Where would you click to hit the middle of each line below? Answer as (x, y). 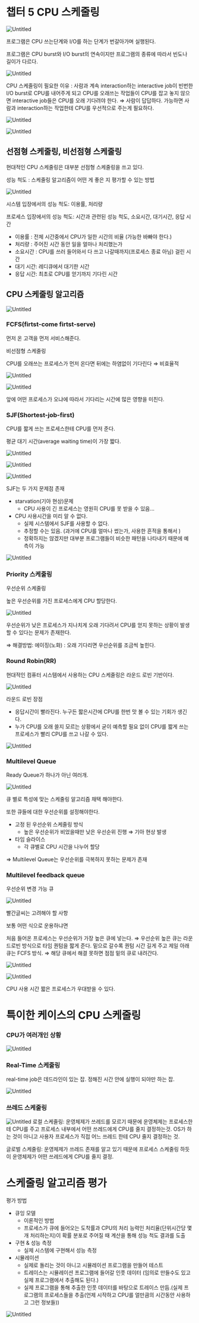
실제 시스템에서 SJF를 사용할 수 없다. (66, 524)
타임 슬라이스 (30, 839)
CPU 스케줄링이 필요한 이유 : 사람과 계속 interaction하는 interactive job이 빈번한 (99, 85)
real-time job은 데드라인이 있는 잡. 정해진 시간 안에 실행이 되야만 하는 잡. (91, 1079)
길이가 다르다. (22, 61)
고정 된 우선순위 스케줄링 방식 (49, 824)
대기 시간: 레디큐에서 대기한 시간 (52, 266)
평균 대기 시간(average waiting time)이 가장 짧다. (64, 442)
